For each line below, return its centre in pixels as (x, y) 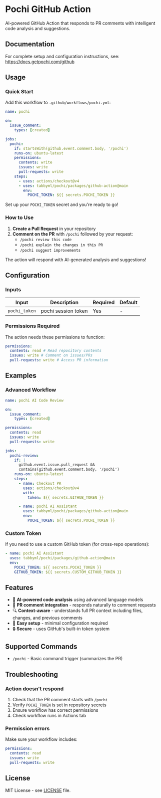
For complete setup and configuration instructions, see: (62, 56)
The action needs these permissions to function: (55, 337)
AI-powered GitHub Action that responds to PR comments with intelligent (80, 23)
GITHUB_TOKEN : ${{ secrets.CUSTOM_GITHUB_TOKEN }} (68, 572)
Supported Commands (41, 646)
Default (128, 303)
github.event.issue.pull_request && (56, 465)
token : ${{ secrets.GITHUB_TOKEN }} (65, 497)
